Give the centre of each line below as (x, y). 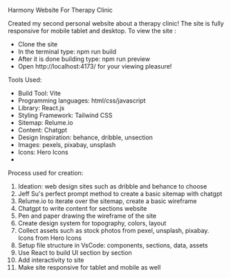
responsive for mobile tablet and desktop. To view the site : (92, 31)
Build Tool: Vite (39, 93)
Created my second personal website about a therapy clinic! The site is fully (116, 23)
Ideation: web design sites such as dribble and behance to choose (112, 186)
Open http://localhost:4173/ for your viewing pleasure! (95, 66)
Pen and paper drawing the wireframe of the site (87, 216)
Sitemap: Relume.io (45, 123)
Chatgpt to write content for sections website (82, 208)
